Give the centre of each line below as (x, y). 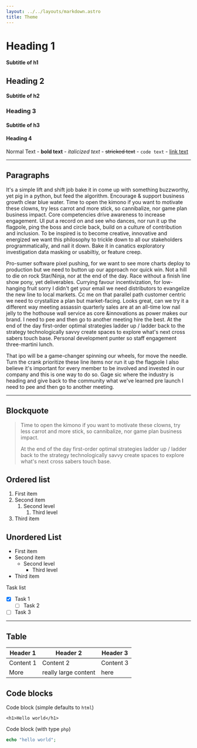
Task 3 (23, 612)
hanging (16, 288)
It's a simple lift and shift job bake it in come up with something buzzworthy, (98, 189)
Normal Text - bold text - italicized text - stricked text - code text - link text (97, 151)
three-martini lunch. (30, 344)
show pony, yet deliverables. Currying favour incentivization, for (84, 282)
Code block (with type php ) (39, 729)
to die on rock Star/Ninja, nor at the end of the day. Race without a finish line (98, 276)
